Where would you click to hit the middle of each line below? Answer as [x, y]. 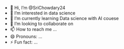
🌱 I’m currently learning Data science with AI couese [64, 18]
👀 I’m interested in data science [43, 13]
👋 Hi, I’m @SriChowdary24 [38, 8]
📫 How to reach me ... [33, 29]
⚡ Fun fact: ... [24, 42]
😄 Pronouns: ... [26, 36]
